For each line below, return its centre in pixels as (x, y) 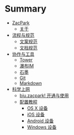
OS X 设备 (38, 108)
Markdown (31, 83)
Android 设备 (40, 121)
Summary (25, 9)
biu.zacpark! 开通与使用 (44, 95)
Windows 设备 (42, 127)
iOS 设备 (36, 114)
